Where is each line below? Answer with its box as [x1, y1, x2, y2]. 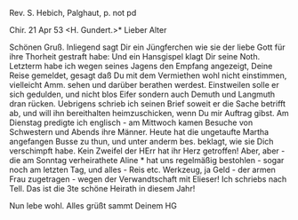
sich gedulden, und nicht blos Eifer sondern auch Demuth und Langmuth [9, 89, 276, 99]
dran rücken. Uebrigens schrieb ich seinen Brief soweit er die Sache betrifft [9, 98, 286, 109]
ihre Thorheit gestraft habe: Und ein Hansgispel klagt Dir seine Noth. [9, 51, 261, 61]
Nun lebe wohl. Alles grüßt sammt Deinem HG [9, 200, 178, 211]
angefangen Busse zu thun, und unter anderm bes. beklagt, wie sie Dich [9, 137, 274, 146]
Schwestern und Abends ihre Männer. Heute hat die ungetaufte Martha [9, 127, 270, 137]
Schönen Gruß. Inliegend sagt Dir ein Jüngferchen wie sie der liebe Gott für [9, 42, 286, 52]
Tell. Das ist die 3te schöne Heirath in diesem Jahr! [9, 184, 196, 193]
